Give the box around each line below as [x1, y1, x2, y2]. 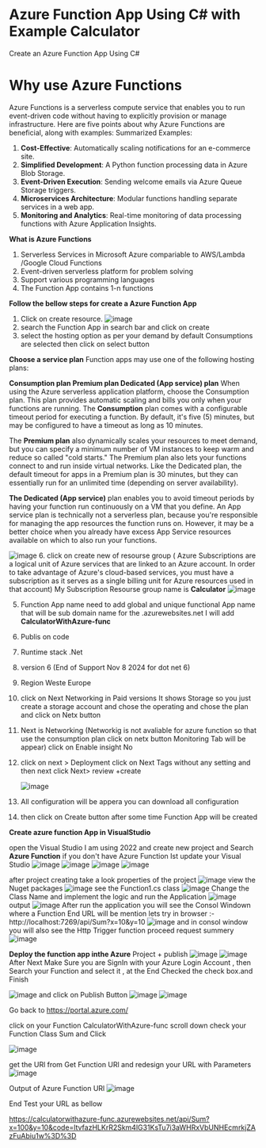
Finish [9, 974, 28, 984]
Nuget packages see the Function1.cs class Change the [9, 883, 250, 893]
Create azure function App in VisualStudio [9, 827, 151, 837]
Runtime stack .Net [20, 647, 83, 657]
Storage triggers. [20, 185, 76, 195]
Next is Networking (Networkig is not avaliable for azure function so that [20, 725, 256, 734]
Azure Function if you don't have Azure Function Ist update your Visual [9, 851, 241, 860]
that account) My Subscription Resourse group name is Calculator [9, 584, 226, 593]
